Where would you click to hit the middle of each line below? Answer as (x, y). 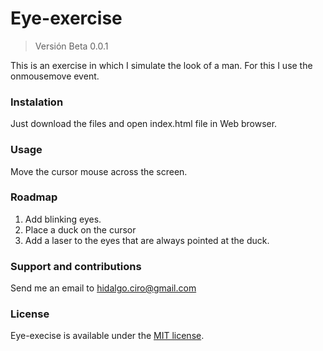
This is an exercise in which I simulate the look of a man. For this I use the (161, 65)
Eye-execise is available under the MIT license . (107, 336)
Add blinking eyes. (63, 219)
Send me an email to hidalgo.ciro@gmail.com (103, 288)
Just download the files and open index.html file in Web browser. (144, 124)
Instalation (37, 102)
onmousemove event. (55, 76)
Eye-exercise (66, 18)
